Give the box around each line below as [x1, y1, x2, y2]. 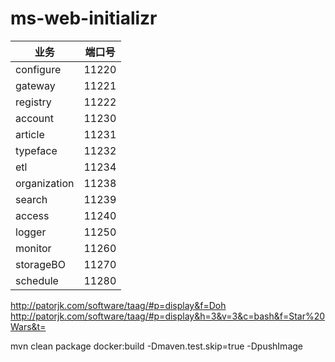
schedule [15, 273, 59, 287]
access [15, 208, 50, 222]
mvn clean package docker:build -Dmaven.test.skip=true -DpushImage [10, 340, 303, 352]
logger [15, 225, 47, 239]
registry [15, 95, 52, 109]
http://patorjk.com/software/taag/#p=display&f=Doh [10, 299, 227, 311]
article [15, 127, 45, 141]
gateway [15, 78, 56, 92]
